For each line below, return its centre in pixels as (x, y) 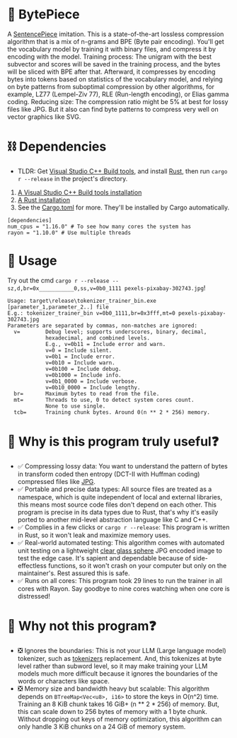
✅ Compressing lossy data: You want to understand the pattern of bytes (122, 466)
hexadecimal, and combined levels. (98, 338)
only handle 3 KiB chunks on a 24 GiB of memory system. (102, 726)
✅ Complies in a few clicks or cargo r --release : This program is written (123, 527)
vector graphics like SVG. (44, 117)
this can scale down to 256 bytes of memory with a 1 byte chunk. (112, 711)
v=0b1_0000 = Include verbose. (91, 381)
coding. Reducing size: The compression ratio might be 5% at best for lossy (118, 101)
